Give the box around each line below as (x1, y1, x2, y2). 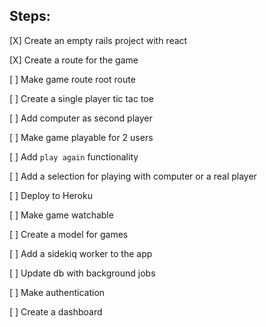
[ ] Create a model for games (9, 228, 129, 240)
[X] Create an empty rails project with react (9, 34, 188, 46)
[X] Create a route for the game (9, 54, 139, 66)
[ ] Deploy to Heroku (9, 189, 93, 201)
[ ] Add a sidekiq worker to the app (9, 247, 153, 259)
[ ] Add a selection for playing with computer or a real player (9, 170, 257, 182)
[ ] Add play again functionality (9, 150, 139, 163)
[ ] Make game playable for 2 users (9, 131, 154, 143)
